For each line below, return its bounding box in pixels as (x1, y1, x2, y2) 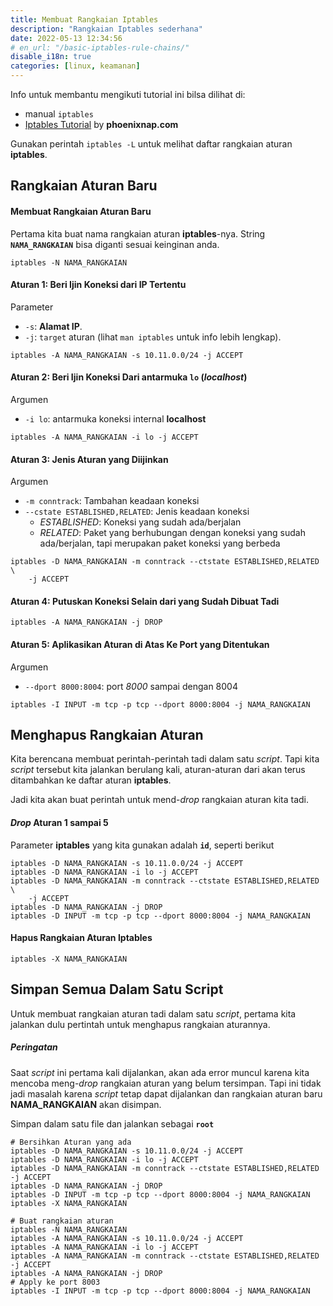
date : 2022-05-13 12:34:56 (10, 33, 123, 43)
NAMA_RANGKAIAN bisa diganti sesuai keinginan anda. (10, 238, 220, 250)
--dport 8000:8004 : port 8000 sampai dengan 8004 (24, 680, 238, 692)
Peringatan (10, 1041, 58, 1053)
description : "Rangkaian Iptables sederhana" (10, 24, 203, 34)
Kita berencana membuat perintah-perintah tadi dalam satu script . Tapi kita (10, 753, 320, 765)
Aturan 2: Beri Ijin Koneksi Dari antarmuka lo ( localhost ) (10, 371, 248, 383)
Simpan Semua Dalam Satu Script (10, 981, 224, 998)
